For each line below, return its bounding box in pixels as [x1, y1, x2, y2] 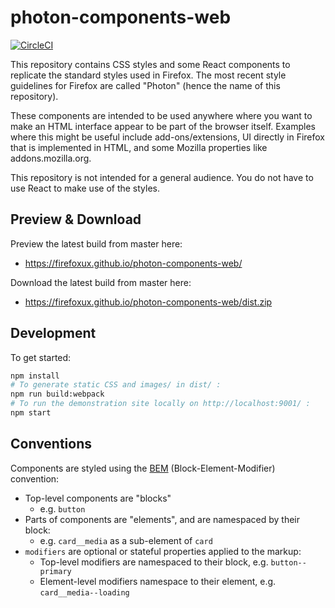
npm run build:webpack [10, 389, 105, 400]
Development [10, 325, 97, 342]
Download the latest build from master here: [10, 276, 192, 288]
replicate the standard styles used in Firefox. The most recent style [10, 69, 287, 81]
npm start [10, 408, 52, 418]
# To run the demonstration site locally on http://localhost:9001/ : [10, 399, 311, 409]
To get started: [10, 351, 72, 363]
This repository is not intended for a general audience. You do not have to [10, 171, 314, 183]
